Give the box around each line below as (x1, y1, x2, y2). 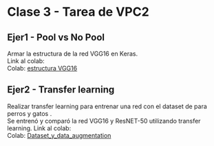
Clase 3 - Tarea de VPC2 (7, 4, 149, 20)
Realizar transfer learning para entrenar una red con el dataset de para (7, 102, 208, 110)
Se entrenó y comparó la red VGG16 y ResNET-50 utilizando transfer (7, 117, 201, 125)
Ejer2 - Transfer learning (7, 84, 115, 96)
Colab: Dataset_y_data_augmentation (7, 131, 111, 139)
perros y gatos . (7, 109, 52, 117)
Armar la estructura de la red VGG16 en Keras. (7, 49, 138, 58)
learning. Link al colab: (7, 124, 72, 132)
